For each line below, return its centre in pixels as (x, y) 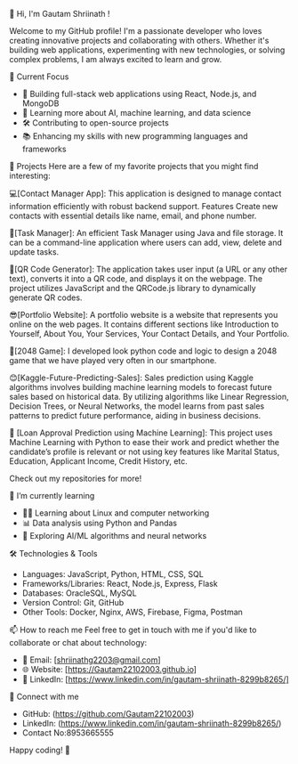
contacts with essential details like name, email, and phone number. (133, 215)
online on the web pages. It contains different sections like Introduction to (144, 324)
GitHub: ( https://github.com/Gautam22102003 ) (108, 714)
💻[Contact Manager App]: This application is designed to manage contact (145, 193)
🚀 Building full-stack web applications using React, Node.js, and (139, 94)
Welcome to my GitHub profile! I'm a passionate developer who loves (136, 31)
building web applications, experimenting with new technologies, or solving (147, 50)
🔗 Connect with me (44, 696)
